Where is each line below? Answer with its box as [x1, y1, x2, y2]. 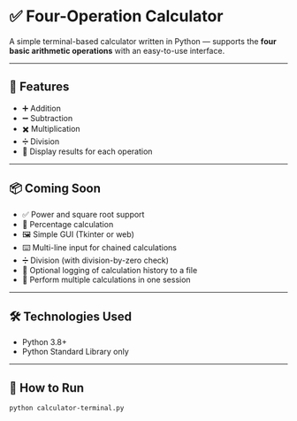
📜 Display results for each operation [21, 146, 153, 157]
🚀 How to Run [9, 380, 85, 395]
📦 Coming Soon [9, 181, 102, 196]
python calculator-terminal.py [9, 404, 125, 413]
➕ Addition [21, 103, 62, 113]
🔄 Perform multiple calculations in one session [21, 274, 192, 285]
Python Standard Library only [21, 347, 130, 357]
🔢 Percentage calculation [21, 218, 114, 229]
